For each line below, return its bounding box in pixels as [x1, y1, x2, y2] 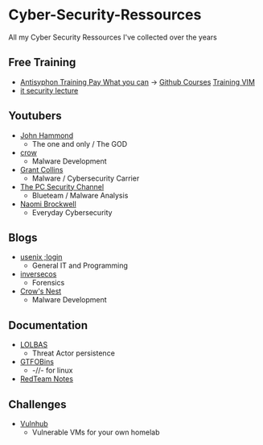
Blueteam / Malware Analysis [31, 190, 129, 200]
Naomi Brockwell [19, 199, 76, 209]
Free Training [8, 56, 76, 69]
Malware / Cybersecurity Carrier [31, 173, 140, 183]
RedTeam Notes [19, 374, 74, 384]
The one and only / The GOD [31, 139, 127, 148]
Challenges [8, 397, 67, 411]
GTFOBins [19, 357, 55, 367]
